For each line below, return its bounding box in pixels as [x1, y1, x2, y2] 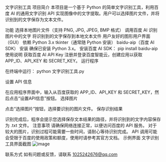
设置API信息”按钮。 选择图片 [20, 96, 78, 101]
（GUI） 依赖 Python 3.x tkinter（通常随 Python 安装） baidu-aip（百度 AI [5, 39, 155, 45]
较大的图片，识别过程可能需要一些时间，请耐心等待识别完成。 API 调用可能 [5, 129, 158, 134]
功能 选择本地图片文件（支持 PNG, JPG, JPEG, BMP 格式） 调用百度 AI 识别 [5, 27, 158, 33]
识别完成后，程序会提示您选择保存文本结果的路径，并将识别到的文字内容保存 [5, 116, 161, 122]
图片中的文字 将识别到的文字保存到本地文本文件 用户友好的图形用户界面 [5, 33, 151, 39]
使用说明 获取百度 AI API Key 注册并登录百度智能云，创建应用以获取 [5, 52, 143, 58]
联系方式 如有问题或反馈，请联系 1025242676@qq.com [5, 152, 118, 157]
